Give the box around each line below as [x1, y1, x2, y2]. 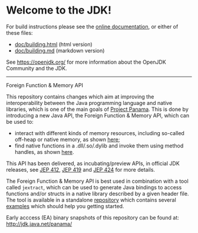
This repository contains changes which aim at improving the [6, 93, 154, 100]
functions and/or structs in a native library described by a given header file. [6, 190, 189, 197]
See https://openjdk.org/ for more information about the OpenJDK [6, 58, 166, 65]
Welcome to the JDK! [6, 4, 112, 17]
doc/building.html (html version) [14, 41, 93, 48]
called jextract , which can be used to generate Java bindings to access [6, 183, 182, 191]
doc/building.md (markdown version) [14, 47, 105, 54]
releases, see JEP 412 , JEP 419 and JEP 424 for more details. [6, 166, 155, 173]
